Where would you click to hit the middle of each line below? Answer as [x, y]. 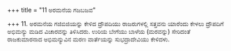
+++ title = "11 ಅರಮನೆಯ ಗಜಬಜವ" [51, 10]
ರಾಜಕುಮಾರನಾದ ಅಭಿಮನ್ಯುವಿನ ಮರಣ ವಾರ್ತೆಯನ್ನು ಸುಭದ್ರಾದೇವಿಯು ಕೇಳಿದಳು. [89, 39]
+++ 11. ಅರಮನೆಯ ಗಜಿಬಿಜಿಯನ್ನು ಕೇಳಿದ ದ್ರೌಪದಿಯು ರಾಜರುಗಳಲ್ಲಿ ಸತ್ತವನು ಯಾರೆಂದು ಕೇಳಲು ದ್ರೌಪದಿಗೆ [115, 24]
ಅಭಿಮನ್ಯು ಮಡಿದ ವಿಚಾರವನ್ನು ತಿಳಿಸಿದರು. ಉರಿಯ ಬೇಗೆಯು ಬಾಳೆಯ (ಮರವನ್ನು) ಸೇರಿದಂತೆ [99, 31]
